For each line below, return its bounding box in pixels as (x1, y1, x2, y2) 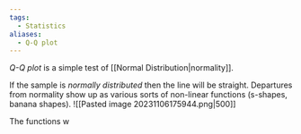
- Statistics (17, 21, 66, 30)
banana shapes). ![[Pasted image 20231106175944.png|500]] (9, 99, 236, 110)
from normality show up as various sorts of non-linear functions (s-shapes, (9, 89, 288, 100)
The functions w (9, 116, 70, 127)
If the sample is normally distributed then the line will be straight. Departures (9, 80, 293, 90)
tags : (9, 13, 30, 22)
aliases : (9, 29, 42, 38)
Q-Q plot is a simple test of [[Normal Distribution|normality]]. (9, 63, 234, 73)
